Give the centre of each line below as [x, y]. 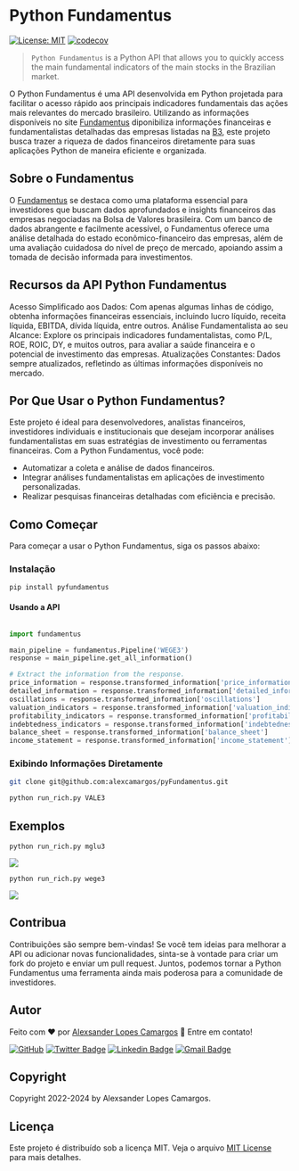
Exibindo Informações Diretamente [86, 763]
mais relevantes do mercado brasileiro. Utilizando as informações [129, 112]
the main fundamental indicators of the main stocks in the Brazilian [153, 67]
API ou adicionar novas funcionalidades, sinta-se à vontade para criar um [144, 953]
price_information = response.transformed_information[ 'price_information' [153, 683]
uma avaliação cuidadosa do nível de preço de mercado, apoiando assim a [146, 247]
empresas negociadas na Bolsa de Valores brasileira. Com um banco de [141, 219]
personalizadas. [51, 487]
